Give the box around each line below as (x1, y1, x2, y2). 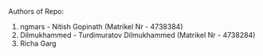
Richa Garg (19, 39, 57, 48)
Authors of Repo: (8, 7, 65, 16)
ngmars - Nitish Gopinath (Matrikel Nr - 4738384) (19, 22, 183, 31)
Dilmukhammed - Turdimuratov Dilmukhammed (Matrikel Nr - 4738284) (19, 31, 256, 39)
